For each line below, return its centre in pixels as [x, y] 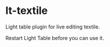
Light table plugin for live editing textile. [53, 27]
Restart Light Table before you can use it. [55, 38]
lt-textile [26, 11]
